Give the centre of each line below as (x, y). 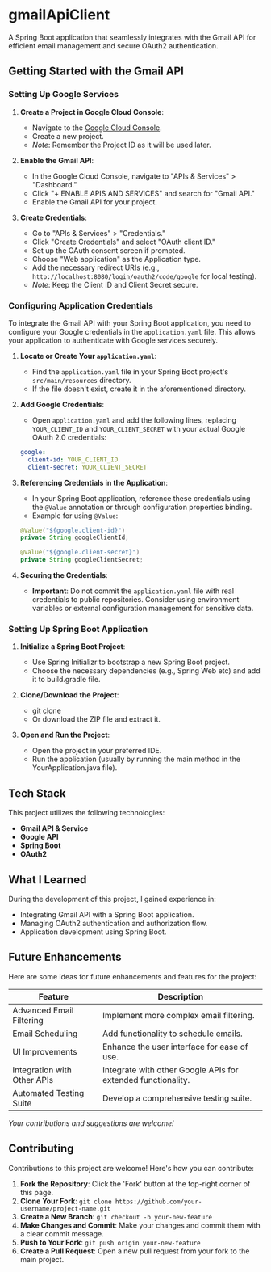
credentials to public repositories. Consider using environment (135, 600)
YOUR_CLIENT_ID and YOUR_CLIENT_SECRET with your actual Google (139, 428)
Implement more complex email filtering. (179, 1015)
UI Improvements (45, 1051)
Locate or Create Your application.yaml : (88, 356)
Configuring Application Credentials (81, 305)
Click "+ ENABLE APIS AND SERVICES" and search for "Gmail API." (144, 193)
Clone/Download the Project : (69, 695)
